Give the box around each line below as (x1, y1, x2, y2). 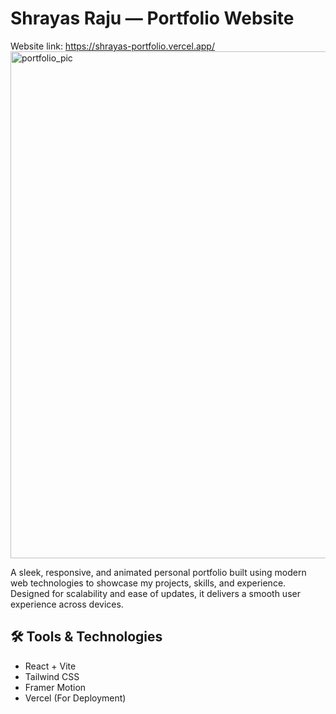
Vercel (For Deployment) (24, 692, 127, 704)
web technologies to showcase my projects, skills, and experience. (10, 577, 287, 589)
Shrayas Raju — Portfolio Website (10, 7, 295, 30)
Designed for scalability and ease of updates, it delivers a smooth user (10, 587, 301, 599)
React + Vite (24, 660, 77, 672)
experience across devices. (10, 598, 124, 610)
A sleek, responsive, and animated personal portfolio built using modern (10, 566, 307, 578)
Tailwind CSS (24, 670, 80, 682)
